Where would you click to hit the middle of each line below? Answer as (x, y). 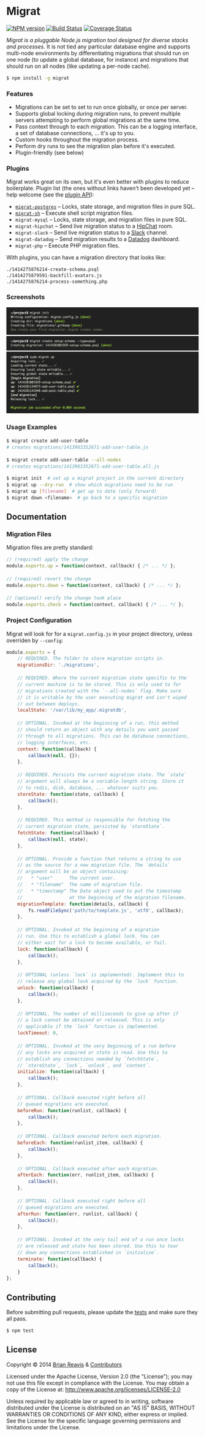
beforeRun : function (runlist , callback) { (72, 1110)
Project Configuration (39, 621)
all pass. (17, 1319)
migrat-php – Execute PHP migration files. (67, 245)
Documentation (37, 516)
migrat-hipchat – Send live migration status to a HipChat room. (94, 226)
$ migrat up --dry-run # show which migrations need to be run (90, 485)
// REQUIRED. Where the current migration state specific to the (102, 678)
